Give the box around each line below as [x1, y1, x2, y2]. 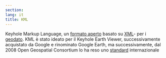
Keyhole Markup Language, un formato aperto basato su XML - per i [5, 31, 147, 37]
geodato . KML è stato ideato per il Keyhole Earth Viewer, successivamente [5, 36, 160, 42]
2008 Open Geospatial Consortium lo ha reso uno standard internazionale [5, 47, 159, 53]
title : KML [5, 17, 28, 22]
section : [5, 7, 24, 13]
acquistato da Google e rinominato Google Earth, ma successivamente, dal [5, 42, 161, 48]
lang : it [5, 12, 24, 17]
